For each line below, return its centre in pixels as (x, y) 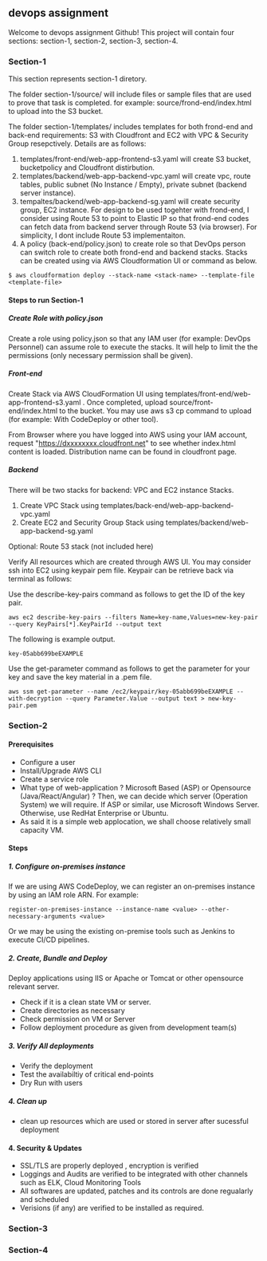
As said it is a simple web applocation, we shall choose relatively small (135, 822)
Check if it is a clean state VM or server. (85, 1002)
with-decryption (35, 698)
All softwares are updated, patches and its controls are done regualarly (136, 1191)
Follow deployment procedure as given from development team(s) (128, 1027)
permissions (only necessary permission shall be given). (101, 355)
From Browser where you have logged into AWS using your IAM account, (128, 435)
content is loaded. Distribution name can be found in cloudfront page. (123, 451)
